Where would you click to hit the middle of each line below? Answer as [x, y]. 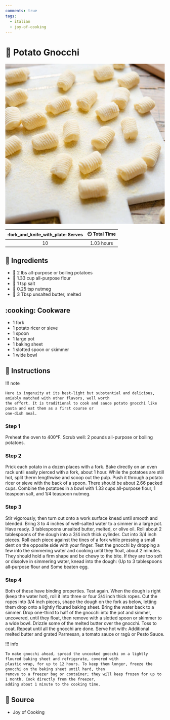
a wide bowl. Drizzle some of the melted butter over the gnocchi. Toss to [81, 623]
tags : [11, 16]
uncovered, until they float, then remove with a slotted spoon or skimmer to [83, 618]
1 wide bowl [25, 355]
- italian [20, 21]
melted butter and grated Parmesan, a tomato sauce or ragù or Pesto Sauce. [85, 634]
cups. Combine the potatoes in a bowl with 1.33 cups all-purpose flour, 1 [80, 488]
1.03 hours [102, 243]
